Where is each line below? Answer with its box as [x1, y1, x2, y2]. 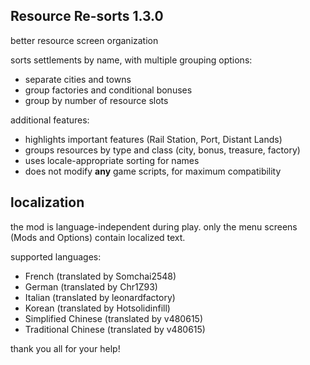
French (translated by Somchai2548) [24, 270, 177, 282]
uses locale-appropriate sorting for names [24, 154, 200, 166]
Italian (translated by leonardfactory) [24, 291, 176, 303]
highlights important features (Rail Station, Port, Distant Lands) [24, 133, 283, 145]
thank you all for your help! [10, 342, 121, 354]
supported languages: [10, 250, 102, 263]
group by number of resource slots [24, 94, 169, 106]
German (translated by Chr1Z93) [24, 280, 158, 293]
